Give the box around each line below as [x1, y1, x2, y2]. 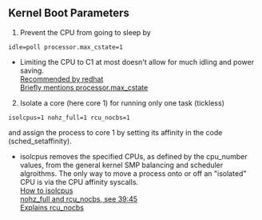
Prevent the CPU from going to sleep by [19, 27, 152, 37]
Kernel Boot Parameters [8, 6, 130, 20]
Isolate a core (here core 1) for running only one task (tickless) [19, 98, 225, 107]
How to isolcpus [19, 186, 73, 195]
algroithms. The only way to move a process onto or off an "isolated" [19, 168, 247, 178]
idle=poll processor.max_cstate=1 [8, 43, 124, 51]
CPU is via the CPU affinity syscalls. [19, 177, 138, 186]
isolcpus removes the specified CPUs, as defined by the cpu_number [19, 151, 248, 161]
